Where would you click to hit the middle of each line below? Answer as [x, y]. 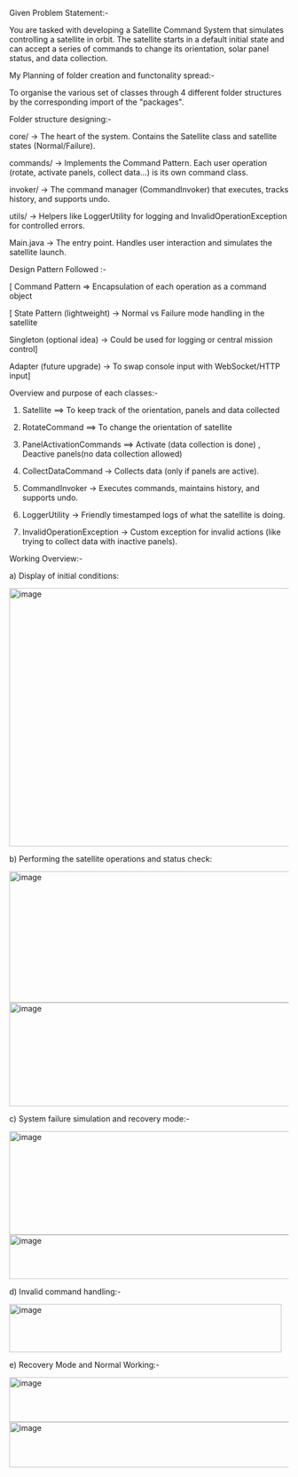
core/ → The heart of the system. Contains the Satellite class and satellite [143, 136]
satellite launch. [38, 252]
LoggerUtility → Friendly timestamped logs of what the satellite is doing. [153, 515]
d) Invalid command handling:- [65, 1292]
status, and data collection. [59, 58]
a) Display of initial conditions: [64, 576]
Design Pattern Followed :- [58, 269]
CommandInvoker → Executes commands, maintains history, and [141, 488]
